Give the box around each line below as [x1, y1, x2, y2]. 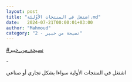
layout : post [6, 8, 38, 15]
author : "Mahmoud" [6, 25, 51, 31]
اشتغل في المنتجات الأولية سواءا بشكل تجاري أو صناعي [6, 69, 126, 76]
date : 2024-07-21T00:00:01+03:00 [6, 19, 93, 25]
